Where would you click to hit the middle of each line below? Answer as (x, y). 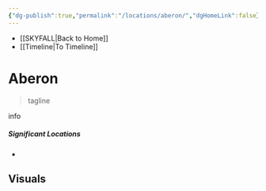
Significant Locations (44, 134)
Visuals (27, 179)
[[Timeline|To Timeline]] (59, 46)
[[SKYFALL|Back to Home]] (64, 38)
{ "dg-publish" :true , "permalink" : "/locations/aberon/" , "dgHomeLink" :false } (134, 15)
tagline (39, 101)
